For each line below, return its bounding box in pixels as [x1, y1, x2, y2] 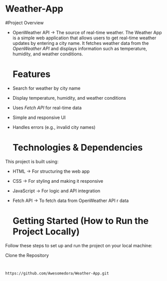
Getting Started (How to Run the [12, 215, 149, 227]
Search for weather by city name [12, 85, 80, 91]
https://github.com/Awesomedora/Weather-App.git [5, 270, 109, 276]
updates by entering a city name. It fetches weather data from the [12, 40, 149, 46]
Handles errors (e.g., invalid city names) [12, 124, 96, 130]
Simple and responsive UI [12, 114, 66, 120]
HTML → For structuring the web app [12, 168, 90, 174]
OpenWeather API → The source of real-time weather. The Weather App [12, 29, 162, 35]
